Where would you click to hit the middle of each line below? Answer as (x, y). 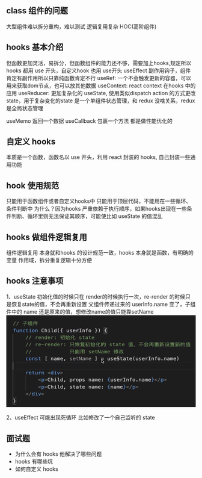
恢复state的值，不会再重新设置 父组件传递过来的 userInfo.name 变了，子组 (103, 304)
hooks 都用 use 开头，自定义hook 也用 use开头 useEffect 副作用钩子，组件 (99, 70)
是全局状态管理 (25, 108)
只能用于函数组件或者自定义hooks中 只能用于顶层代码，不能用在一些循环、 (99, 201)
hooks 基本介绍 (35, 47)
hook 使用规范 (32, 185)
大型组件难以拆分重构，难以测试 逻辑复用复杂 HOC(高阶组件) (81, 26)
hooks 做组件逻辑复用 (47, 237)
